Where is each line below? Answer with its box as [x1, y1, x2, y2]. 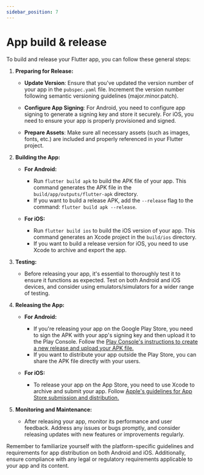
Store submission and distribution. [33, 394, 119, 401]
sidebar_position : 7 [6, 9, 59, 15]
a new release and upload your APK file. [33, 344, 134, 352]
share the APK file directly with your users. [33, 357, 141, 364]
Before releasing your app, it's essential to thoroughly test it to [24, 270, 181, 277]
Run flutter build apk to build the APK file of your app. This [33, 177, 187, 184]
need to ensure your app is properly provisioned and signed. [24, 117, 177, 124]
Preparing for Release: [15, 67, 74, 74]
